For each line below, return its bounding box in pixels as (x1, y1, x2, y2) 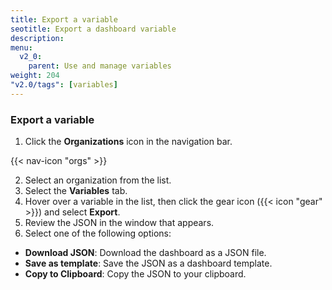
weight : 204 (10, 71, 60, 81)
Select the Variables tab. (24, 185, 128, 197)
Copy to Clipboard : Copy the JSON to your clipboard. (24, 268, 247, 280)
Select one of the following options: (24, 227, 172, 240)
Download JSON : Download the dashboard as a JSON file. (24, 247, 267, 259)
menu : (10, 42, 33, 53)
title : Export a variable (10, 14, 118, 25)
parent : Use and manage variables (28, 61, 172, 71)
